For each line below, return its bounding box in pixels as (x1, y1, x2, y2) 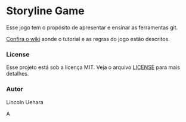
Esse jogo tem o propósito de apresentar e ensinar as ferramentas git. (6, 24, 178, 31)
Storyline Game (6, 4, 85, 18)
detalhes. (6, 70, 29, 77)
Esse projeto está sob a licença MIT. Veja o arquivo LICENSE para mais (6, 64, 181, 71)
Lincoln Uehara (6, 98, 44, 105)
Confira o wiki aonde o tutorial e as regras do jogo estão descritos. (6, 35, 170, 42)
